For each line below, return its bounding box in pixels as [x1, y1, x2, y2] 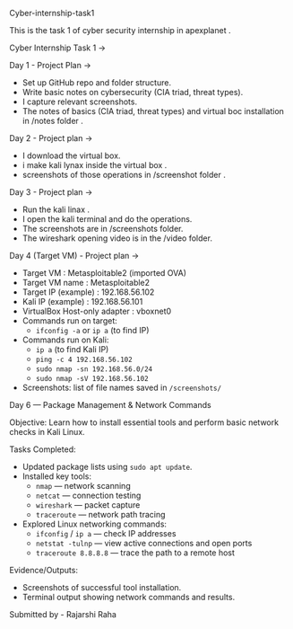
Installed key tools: [22, 471, 92, 482]
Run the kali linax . [22, 204, 90, 215]
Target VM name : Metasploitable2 [22, 278, 151, 288]
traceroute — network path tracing [35, 509, 166, 519]
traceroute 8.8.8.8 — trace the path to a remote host [35, 547, 236, 558]
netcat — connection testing [35, 490, 142, 501]
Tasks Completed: [9, 444, 76, 455]
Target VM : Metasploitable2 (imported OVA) [22, 268, 186, 278]
